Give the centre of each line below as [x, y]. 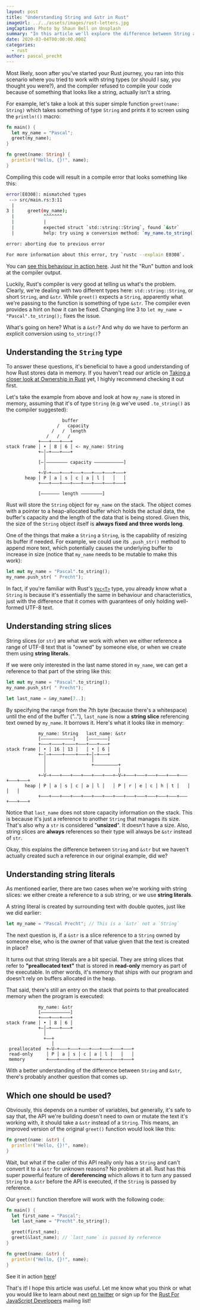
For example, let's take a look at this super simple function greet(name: [93, 103]
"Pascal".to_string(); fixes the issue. [54, 315]
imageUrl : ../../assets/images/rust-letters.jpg [68, 23]
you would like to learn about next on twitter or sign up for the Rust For [93, 1294]
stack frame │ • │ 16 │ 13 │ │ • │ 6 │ [58, 749]
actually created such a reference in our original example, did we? [87, 856]
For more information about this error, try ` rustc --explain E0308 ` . [96, 255]
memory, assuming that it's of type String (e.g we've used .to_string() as [98, 404]
